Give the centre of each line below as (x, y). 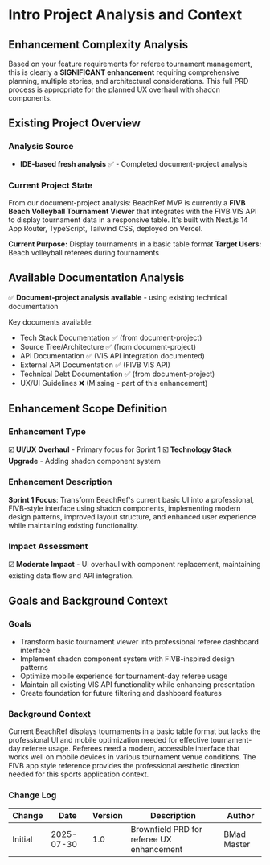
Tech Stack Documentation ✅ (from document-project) (111, 337)
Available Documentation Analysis (96, 278)
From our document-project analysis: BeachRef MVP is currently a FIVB (127, 202)
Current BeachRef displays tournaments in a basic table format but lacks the (135, 731)
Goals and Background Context (88, 601)
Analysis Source (41, 147)
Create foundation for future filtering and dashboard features (121, 693)
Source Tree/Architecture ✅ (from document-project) (108, 346)
